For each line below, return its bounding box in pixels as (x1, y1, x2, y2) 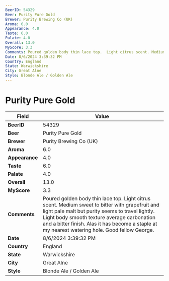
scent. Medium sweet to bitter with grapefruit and (42, 201, 160, 208)
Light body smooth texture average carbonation (42, 214, 156, 221)
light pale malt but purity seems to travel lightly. (42, 207, 155, 215)
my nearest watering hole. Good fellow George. (42, 226, 154, 233)
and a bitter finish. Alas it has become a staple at (42, 220, 157, 227)
